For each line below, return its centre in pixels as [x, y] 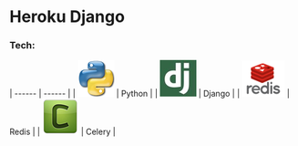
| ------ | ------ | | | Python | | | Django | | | [149, 94]
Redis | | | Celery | [62, 132]
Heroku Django [67, 17]
